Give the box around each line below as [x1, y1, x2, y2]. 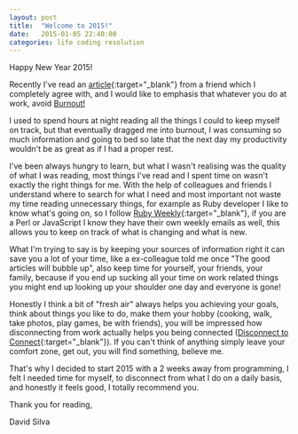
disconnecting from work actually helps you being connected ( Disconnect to [9, 327, 289, 338]
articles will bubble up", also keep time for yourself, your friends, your [9, 263, 263, 273]
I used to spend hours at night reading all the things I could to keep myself [9, 115, 280, 126]
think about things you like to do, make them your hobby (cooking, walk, [9, 308, 273, 320]
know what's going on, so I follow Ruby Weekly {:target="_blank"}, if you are [9, 208, 286, 218]
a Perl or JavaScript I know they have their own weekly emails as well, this [9, 217, 281, 228]
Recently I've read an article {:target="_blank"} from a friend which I [9, 79, 255, 90]
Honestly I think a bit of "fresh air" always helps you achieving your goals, [9, 299, 279, 310]
